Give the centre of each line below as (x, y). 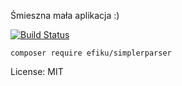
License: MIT (37, 71)
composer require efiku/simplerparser (91, 53)
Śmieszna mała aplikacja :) (65, 15)
